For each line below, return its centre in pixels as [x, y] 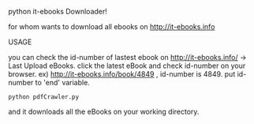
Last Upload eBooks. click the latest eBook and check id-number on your [127, 66]
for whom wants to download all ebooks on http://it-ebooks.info [112, 26]
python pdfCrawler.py [44, 97]
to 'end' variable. [63, 83]
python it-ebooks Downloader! [58, 11]
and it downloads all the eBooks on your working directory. [104, 111]
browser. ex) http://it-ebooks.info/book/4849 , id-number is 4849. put [122, 74]
